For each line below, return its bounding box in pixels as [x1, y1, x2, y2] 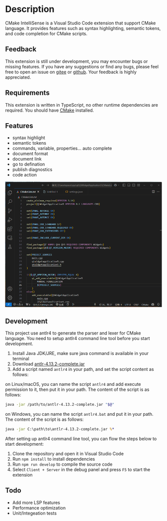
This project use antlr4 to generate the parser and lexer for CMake [5, 330, 141, 336]
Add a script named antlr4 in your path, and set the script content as [12, 366, 154, 372]
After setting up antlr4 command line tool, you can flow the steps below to [5, 435, 157, 442]
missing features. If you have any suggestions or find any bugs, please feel [5, 63, 159, 69]
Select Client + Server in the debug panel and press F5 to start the [12, 466, 151, 472]
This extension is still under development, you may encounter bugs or [5, 58, 148, 64]
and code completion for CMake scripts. [5, 30, 88, 36]
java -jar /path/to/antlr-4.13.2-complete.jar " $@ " [5, 402, 114, 407]
